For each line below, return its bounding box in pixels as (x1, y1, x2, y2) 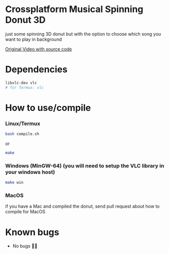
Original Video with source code (5, 46, 72, 52)
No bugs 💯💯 (12, 243, 38, 249)
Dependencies (5, 64, 68, 75)
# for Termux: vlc (5, 85, 44, 90)
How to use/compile (5, 102, 91, 113)
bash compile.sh (5, 132, 39, 137)
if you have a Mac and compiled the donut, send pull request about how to (5, 203, 160, 210)
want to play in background (5, 36, 62, 42)
